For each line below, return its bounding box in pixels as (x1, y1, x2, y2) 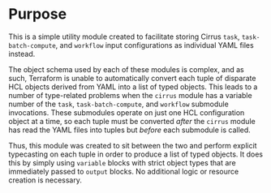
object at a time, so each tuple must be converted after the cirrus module (8, 116, 256, 126)
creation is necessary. (8, 175, 83, 185)
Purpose (8, 5, 67, 24)
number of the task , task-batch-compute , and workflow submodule (8, 99, 229, 109)
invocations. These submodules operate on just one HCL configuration (8, 107, 245, 118)
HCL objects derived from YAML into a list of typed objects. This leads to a (8, 82, 258, 92)
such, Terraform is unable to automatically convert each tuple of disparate (8, 73, 256, 83)
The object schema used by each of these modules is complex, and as (8, 64, 245, 74)
